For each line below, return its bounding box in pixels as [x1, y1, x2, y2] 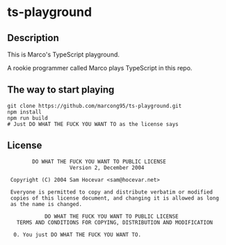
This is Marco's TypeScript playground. [7, 50, 120, 58]
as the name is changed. [10, 200, 82, 207]
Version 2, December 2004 [69, 164, 145, 171]
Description [7, 32, 59, 44]
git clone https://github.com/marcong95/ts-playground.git [7, 102, 182, 109]
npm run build [7, 114, 49, 122]
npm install [7, 109, 42, 116]
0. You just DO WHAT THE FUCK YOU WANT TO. [13, 231, 141, 238]
